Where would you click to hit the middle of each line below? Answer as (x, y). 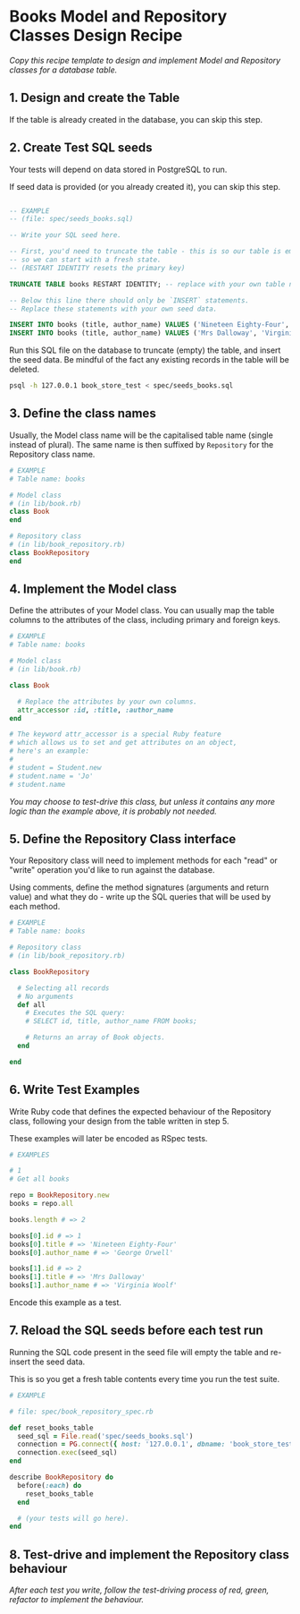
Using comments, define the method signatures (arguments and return (139, 887)
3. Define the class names (83, 414)
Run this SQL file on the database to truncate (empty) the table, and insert (145, 350)
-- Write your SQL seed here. (66, 235)
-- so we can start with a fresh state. (86, 260)
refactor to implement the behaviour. (77, 1600)
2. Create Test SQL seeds (81, 148)
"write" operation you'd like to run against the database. (112, 870)
